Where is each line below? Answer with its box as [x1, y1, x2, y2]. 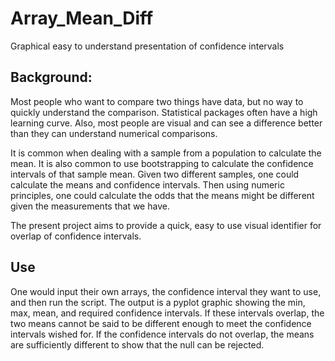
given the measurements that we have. [10, 200, 170, 212]
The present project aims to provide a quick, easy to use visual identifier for [10, 219, 322, 231]
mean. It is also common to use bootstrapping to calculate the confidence [10, 157, 314, 169]
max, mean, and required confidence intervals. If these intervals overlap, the [10, 307, 325, 319]
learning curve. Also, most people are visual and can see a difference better [10, 117, 323, 129]
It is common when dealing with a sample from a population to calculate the [10, 147, 322, 159]
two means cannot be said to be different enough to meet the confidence [10, 317, 312, 329]
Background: [10, 69, 93, 86]
